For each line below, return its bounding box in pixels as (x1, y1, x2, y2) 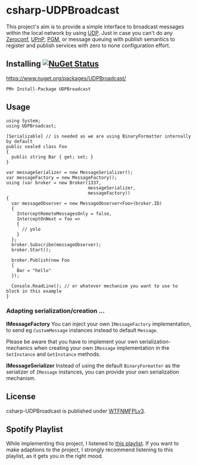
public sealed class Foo (6, 143, 67, 149)
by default (6, 138, 33, 145)
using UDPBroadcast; (6, 123, 57, 129)
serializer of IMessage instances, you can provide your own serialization (6, 368, 179, 375)
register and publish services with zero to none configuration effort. (6, 42, 171, 49)
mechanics (6, 344, 33, 351)
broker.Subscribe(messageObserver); (11, 241, 101, 248)
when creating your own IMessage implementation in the (34, 344, 170, 351)
